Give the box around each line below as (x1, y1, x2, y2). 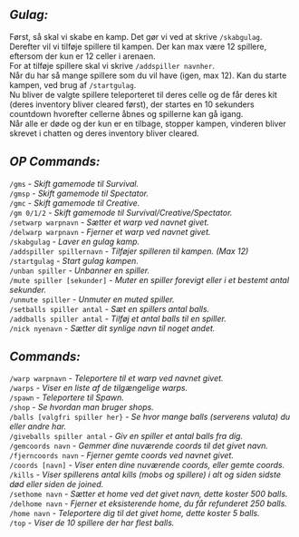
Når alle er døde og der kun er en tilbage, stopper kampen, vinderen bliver (9, 118, 287, 129)
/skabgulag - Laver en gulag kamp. (9, 236, 140, 247)
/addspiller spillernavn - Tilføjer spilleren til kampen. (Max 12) (9, 245, 249, 257)
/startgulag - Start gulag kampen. (9, 255, 139, 266)
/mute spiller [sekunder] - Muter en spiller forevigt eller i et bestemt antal (9, 274, 290, 285)
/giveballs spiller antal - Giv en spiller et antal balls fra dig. (9, 431, 243, 442)
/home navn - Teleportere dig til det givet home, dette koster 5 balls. (9, 508, 260, 519)
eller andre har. (9, 421, 66, 432)
